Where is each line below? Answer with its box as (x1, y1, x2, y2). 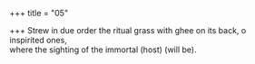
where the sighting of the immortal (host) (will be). (9, 44, 197, 55)
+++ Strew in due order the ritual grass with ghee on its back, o (9, 25, 247, 35)
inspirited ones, (9, 35, 68, 45)
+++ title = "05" (9, 8, 69, 18)
